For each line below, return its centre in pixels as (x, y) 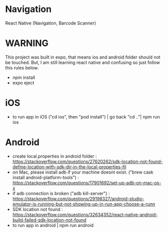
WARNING (27, 43)
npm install (24, 77)
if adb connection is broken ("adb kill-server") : (61, 193)
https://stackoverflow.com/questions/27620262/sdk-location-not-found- (87, 161)
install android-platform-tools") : (45, 177)
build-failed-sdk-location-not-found (49, 220)
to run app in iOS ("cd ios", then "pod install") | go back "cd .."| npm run (86, 116)
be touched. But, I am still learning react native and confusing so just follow (82, 62)
